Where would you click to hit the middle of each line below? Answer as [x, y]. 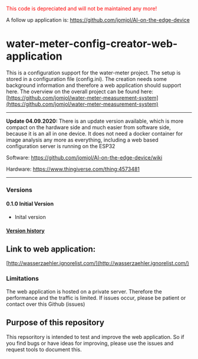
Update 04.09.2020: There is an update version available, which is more [95, 121]
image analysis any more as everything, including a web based [82, 140]
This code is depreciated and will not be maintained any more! [82, 9]
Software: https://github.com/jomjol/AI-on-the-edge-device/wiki [84, 157]
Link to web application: [51, 249]
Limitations [23, 279]
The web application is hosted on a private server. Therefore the [84, 291]
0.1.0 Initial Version [30, 204]
